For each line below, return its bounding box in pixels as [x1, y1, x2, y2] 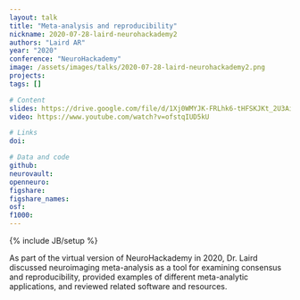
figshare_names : [9, 194, 70, 204]
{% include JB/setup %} [9, 236, 98, 246]
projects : [9, 71, 46, 80]
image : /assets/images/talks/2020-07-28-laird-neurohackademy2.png [9, 63, 266, 72]
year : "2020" [9, 46, 58, 55]
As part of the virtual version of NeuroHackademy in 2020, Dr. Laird [9, 253, 258, 263]
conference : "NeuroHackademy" [9, 54, 122, 63]
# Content [9, 96, 46, 104]
